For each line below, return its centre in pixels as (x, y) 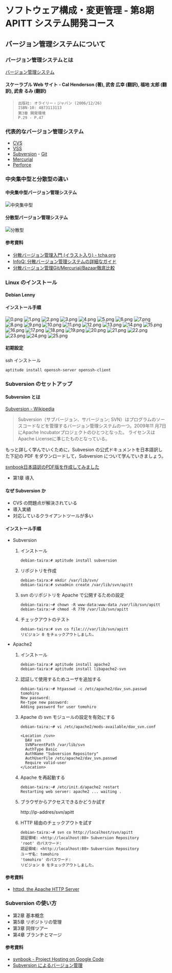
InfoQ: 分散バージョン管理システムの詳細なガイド (64, 261)
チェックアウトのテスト (45, 620)
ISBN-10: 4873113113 (40, 108)
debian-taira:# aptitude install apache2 (65, 665)
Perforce (22, 165)
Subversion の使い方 (31, 903)
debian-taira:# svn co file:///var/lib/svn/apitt (74, 629)
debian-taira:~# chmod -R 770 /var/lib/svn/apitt (74, 609)
